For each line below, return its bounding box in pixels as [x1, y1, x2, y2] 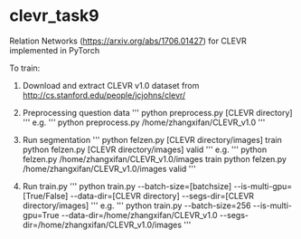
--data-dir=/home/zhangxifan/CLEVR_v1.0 [61, 209, 219, 220]
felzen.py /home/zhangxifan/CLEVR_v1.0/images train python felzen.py [22, 153, 287, 164]
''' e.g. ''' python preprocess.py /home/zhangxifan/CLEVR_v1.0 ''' [22, 117, 266, 128]
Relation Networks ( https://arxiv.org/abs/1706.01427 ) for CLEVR [9, 35, 247, 46]
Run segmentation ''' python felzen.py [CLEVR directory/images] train [22, 134, 282, 145]
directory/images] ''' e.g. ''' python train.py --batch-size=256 [22, 200, 251, 211]
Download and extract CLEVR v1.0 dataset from [22, 80, 200, 91]
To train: [9, 62, 41, 73]
